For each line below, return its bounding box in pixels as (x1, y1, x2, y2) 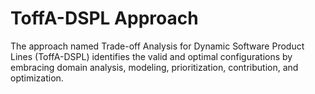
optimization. (10, 72, 64, 84)
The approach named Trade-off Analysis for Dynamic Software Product (10, 40, 305, 52)
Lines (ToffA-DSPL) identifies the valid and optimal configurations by (10, 50, 293, 62)
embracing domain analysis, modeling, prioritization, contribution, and (10, 61, 299, 73)
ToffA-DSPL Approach (10, 7, 199, 30)
